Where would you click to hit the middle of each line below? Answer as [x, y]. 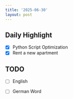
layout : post [19, 15]
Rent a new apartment [35, 53]
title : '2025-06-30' [27, 10]
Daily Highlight [29, 35]
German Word [27, 91]
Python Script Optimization [40, 47]
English [20, 81]
